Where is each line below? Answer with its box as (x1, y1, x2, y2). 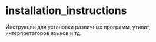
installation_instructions (5, 4, 127, 17)
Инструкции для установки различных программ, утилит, (5, 23, 151, 30)
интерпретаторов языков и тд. (5, 29, 82, 36)
